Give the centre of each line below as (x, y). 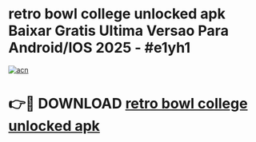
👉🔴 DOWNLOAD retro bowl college (128, 104)
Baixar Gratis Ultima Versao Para (119, 31)
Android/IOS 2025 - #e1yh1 (99, 48)
